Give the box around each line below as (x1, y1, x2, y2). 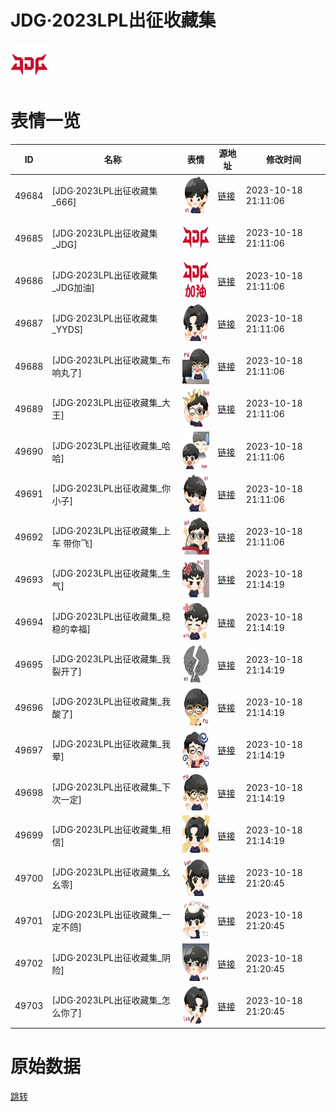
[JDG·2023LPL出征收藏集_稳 (51, 610, 171, 622)
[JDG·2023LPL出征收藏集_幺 (51, 866, 171, 878)
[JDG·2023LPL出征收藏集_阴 (51, 951, 171, 963)
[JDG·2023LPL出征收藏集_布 (51, 354, 171, 366)
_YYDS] (51, 324, 84, 336)
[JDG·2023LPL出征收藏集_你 (51, 482, 171, 494)
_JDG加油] (51, 281, 95, 293)
